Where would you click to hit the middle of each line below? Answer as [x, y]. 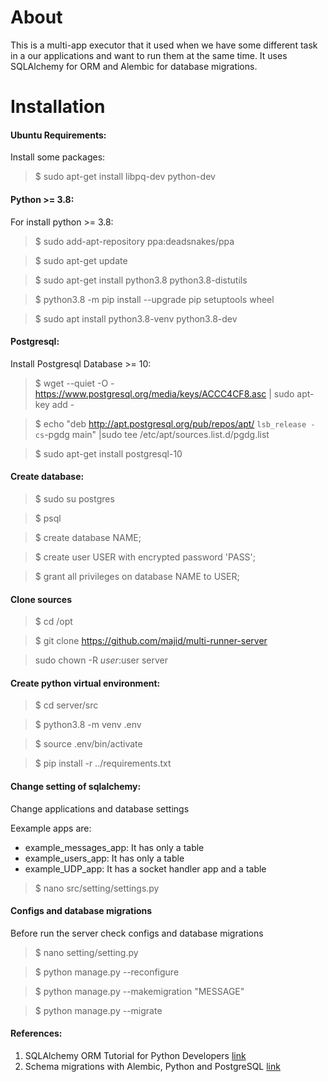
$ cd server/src [66, 705]
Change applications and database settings [100, 808]
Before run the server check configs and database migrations [137, 933]
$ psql [48, 518]
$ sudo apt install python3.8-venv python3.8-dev [136, 318]
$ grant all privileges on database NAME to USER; [137, 576]
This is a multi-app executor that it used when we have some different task [164, 45]
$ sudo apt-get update [81, 260]
